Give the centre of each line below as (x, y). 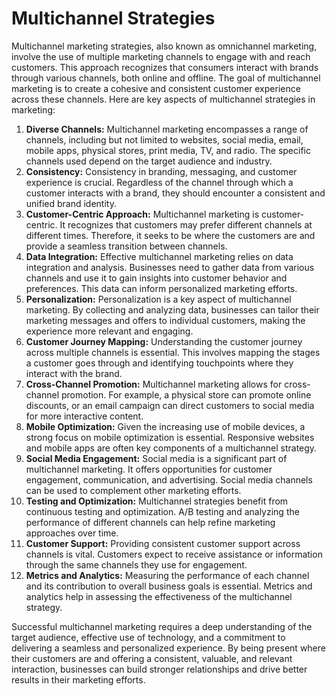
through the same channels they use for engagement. (136, 564)
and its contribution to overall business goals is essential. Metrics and (169, 586)
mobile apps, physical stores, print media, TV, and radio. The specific (168, 150)
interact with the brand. (74, 373)
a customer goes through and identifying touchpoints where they (159, 363)
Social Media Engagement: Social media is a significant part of (156, 458)
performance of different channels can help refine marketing (150, 522)
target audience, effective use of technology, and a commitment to (148, 637)
